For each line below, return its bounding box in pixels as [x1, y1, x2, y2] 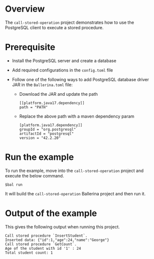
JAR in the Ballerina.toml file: [12, 82, 73, 87]
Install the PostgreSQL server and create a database [12, 57, 117, 64]
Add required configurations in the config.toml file [12, 67, 113, 73]
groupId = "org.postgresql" [19, 127, 76, 132]
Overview [5, 3, 45, 15]
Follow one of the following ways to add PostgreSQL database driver [12, 76, 149, 82]
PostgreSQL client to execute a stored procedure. [5, 24, 104, 30]
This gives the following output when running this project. [5, 224, 120, 229]
